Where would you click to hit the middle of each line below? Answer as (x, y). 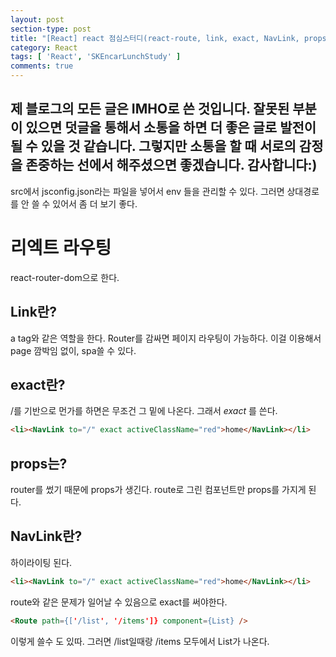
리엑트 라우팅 (61, 248)
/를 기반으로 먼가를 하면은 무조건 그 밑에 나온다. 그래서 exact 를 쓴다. (144, 411)
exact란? (38, 384)
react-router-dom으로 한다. (65, 277)
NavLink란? (46, 536)
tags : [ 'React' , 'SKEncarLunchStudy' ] (96, 57)
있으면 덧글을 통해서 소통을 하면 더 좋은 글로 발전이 (171, 127)
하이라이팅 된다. (41, 562)
